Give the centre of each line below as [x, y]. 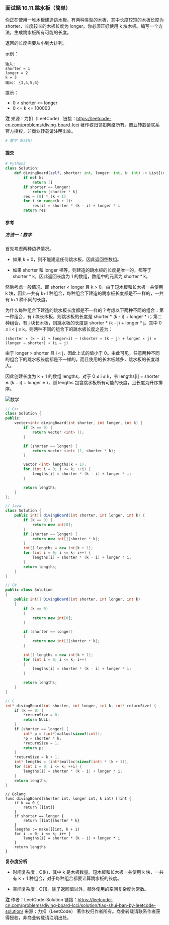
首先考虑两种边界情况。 [29, 248]
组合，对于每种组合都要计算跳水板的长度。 [78, 878]
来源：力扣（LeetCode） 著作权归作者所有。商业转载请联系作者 [90, 911]
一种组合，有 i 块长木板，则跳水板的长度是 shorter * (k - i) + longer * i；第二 [84, 316]
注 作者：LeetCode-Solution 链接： [41, 900]
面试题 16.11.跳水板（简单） [38, 8]
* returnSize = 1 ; [41, 743]
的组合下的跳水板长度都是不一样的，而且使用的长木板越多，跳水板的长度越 [82, 359]
